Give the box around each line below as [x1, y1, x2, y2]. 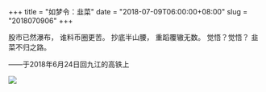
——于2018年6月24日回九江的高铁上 [8, 59, 130, 69]
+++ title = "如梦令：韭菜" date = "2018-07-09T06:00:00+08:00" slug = [8, 7, 248, 16]
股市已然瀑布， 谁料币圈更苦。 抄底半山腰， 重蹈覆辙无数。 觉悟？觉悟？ [8, 33, 250, 42]
